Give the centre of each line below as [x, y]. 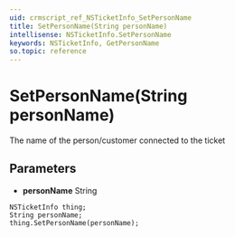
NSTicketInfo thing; [48, 207]
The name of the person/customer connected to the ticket [117, 140]
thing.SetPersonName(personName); [75, 223]
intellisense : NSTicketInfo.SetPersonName [90, 34]
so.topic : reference [48, 52]
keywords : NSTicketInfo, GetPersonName [85, 43]
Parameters [43, 169]
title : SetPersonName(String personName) [89, 26]
